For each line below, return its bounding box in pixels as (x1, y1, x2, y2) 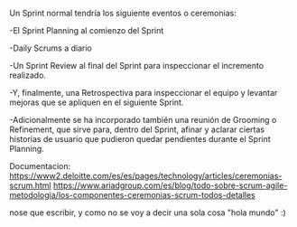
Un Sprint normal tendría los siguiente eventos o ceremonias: (9, 8, 237, 18)
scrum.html (9, 180, 51, 191)
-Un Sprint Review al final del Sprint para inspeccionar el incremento (9, 61, 265, 71)
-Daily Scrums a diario (9, 43, 92, 53)
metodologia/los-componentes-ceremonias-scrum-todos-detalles (9, 190, 255, 200)
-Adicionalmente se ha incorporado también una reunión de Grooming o (9, 115, 277, 125)
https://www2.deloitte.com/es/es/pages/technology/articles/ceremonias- (9, 171, 283, 181)
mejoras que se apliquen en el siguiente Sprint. (9, 97, 184, 108)
